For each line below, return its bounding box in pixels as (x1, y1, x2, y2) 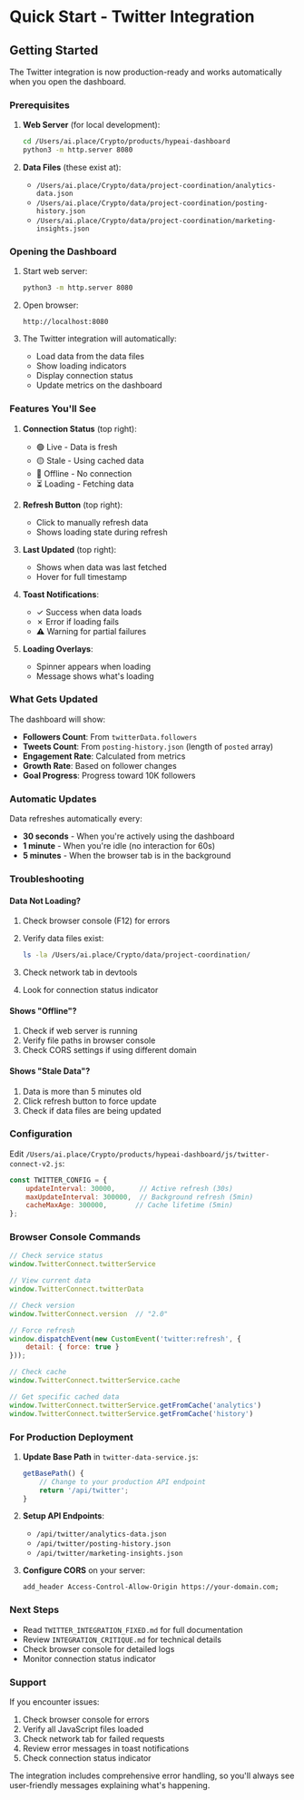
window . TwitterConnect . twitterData (9, 1284, 144, 1294)
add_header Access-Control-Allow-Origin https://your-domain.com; (22, 1582, 279, 1592)
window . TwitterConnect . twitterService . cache (9, 1376, 181, 1385)
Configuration (9, 1127, 73, 1140)
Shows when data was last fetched (35, 561, 167, 573)
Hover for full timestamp (35, 571, 127, 582)
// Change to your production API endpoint (39, 1477, 206, 1486)
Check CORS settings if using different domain (22, 1045, 197, 1056)
